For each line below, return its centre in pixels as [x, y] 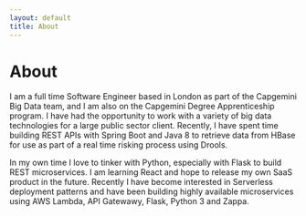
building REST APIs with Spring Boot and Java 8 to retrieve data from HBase [153, 135]
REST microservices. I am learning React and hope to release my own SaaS [151, 172]
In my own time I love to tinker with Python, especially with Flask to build [146, 163]
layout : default [40, 18]
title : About [34, 26]
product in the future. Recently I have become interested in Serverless [142, 182]
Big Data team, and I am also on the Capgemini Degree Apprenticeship [142, 107]
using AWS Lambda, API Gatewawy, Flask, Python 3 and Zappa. [129, 201]
